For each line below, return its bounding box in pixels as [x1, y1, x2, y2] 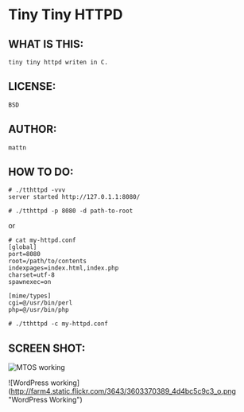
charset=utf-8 [8, 271, 56, 279]
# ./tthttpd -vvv [8, 186, 66, 194]
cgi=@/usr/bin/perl [8, 299, 73, 307]
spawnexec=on [8, 278, 52, 286]
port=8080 [8, 251, 41, 258]
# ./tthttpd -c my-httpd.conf [8, 320, 109, 328]
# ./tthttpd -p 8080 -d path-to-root [8, 207, 134, 216]
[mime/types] [8, 292, 52, 300]
